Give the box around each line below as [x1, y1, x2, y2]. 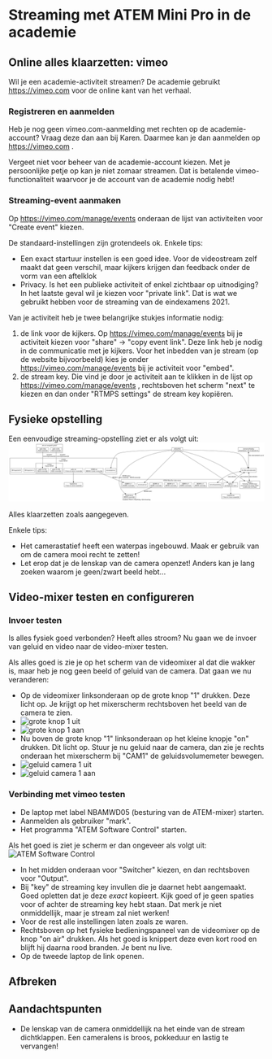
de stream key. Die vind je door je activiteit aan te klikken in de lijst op [19, 372, 253, 381]
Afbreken [8, 974, 57, 988]
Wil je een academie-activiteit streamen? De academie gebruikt [8, 77, 221, 86]
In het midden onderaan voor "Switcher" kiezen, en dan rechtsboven [19, 865, 250, 874]
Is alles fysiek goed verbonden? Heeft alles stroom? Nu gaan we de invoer [8, 633, 257, 643]
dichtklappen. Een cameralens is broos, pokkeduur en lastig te [19, 1032, 229, 1042]
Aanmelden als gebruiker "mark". [19, 816, 132, 826]
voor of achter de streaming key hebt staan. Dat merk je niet [19, 899, 222, 909]
